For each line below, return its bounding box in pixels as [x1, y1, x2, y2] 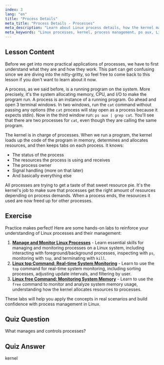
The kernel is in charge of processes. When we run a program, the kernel [5, 132, 152, 137]
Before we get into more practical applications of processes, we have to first [5, 61, 159, 67]
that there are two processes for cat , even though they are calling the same [5, 117, 157, 123]
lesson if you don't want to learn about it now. [5, 76, 97, 82]
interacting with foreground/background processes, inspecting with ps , [12, 250, 155, 256]
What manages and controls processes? [5, 328, 86, 334]
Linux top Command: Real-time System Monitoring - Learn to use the [12, 260, 155, 266]
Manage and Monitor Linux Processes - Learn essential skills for [12, 239, 144, 245]
